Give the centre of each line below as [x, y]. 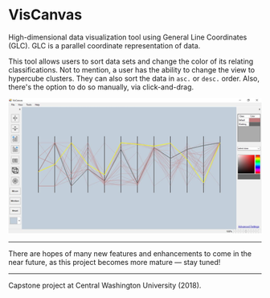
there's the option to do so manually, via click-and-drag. [101, 87]
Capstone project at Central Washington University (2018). [105, 286]
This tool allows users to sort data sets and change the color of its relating [131, 61]
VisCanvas [45, 15]
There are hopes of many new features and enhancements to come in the [130, 254]
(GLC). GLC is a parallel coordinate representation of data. [104, 45]
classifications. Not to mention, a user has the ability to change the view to [132, 69]
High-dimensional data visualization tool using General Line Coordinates [128, 37]
